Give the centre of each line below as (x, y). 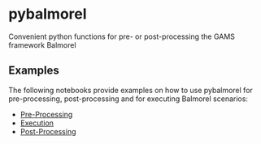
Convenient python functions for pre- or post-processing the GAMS (122, 36)
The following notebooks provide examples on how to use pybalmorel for (131, 90)
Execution (37, 123)
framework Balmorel (42, 44)
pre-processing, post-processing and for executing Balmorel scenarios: (128, 99)
